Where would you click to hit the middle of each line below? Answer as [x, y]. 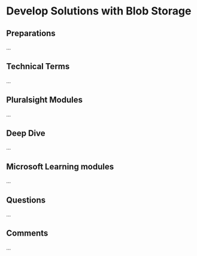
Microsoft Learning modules [60, 166]
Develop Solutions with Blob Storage [99, 11]
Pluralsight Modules [44, 100]
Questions [26, 200]
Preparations [31, 33]
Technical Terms [38, 66]
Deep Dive [26, 133]
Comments [27, 233]
